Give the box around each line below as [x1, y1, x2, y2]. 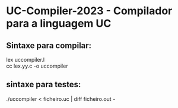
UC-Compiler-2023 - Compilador [6, 4, 173, 18]
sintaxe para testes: [6, 80, 81, 90]
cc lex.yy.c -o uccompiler [6, 62, 68, 69]
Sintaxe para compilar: [6, 40, 92, 50]
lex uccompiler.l [6, 56, 45, 63]
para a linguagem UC [6, 17, 112, 30]
